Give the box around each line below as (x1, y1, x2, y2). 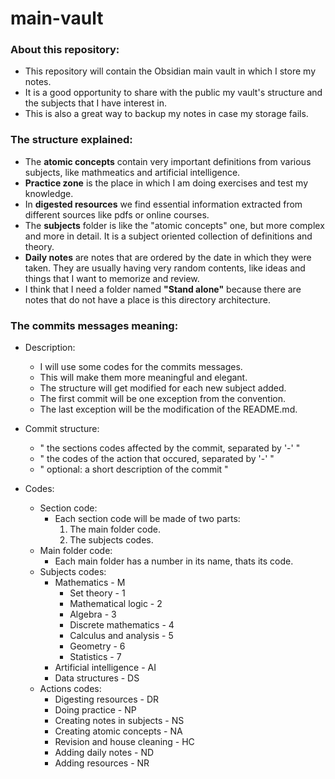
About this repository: (10, 43, 120, 57)
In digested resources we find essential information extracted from (24, 198, 303, 210)
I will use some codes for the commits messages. (39, 361, 243, 373)
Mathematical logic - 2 (69, 598, 163, 610)
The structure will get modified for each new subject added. (39, 382, 287, 394)
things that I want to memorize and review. (24, 272, 200, 284)
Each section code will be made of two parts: (54, 513, 241, 525)
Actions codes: (39, 683, 102, 695)
